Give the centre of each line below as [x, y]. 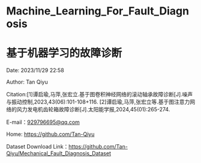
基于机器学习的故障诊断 [64, 53]
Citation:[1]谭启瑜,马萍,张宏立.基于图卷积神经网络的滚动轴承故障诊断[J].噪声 [100, 94]
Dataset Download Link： [37, 147]
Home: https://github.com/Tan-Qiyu [50, 134]
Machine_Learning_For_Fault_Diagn [98, 11]
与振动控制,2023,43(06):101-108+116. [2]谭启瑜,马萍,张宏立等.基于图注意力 [98, 102]
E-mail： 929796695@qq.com [43, 122]
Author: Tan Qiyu [27, 82]
